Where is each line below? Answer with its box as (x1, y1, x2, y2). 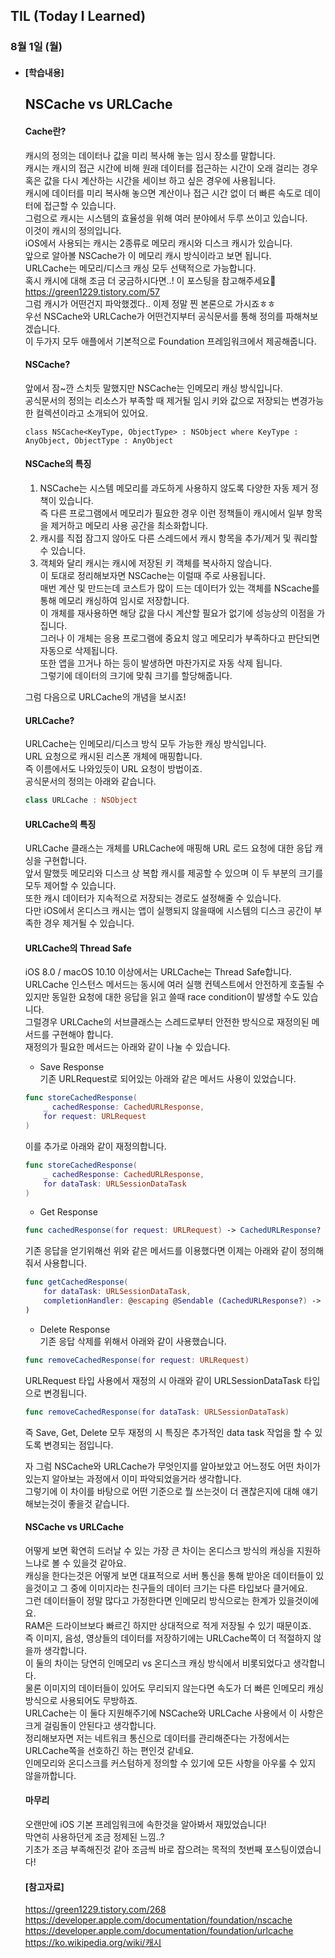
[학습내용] (24, 66, 65, 78)
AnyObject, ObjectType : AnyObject (24, 435, 174, 446)
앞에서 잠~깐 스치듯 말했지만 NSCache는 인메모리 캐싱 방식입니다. (24, 382, 283, 394)
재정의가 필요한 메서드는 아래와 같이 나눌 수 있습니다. (24, 1041, 231, 1053)
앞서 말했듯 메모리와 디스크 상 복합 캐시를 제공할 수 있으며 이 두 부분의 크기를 (24, 867, 324, 879)
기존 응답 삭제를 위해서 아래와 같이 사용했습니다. (39, 1335, 227, 1347)
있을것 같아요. (73, 1557, 127, 1569)
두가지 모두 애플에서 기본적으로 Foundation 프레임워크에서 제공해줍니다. (35, 335, 317, 347)
